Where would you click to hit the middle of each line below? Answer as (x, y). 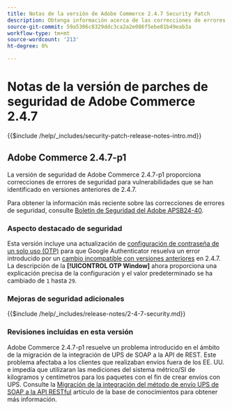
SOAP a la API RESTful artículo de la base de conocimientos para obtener (113, 392)
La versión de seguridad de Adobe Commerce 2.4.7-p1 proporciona (104, 174)
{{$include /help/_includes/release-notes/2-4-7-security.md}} (96, 314)
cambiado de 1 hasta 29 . (42, 281)
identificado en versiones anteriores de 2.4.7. (72, 189)
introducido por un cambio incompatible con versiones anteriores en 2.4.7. (114, 258)
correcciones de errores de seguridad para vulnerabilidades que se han (110, 181)
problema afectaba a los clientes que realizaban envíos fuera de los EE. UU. (116, 362)
